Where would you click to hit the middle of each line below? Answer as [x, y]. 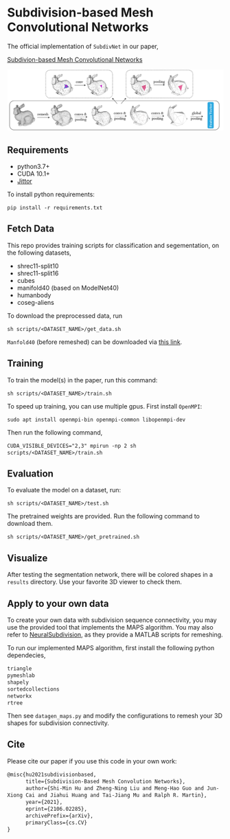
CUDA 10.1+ [33, 174]
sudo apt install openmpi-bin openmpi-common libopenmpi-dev [96, 419]
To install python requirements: [51, 194]
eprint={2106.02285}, [56, 809]
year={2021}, [44, 802]
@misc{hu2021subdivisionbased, [52, 774]
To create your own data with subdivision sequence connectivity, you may [112, 620]
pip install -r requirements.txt [55, 207]
